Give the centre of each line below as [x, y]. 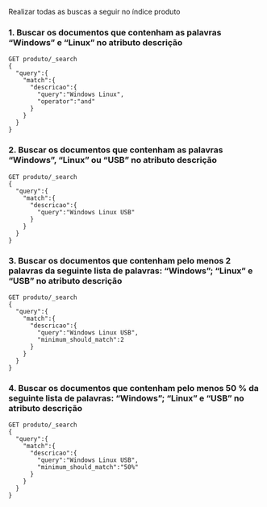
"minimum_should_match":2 [81, 339]
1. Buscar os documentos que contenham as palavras [115, 32]
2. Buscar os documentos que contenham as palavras [116, 150]
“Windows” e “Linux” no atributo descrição [96, 42]
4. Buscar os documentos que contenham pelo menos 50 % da [134, 388]
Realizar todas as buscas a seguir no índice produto [94, 12]
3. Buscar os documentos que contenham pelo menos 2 [120, 260]
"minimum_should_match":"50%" [88, 468]
